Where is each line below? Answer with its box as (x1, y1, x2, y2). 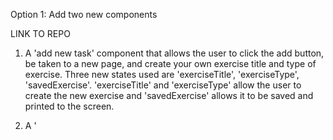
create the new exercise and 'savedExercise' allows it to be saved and (24, 90, 314, 101)
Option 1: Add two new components (10, 9, 158, 20)
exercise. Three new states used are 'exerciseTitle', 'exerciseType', (24, 69, 300, 80)
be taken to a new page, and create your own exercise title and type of (24, 58, 317, 69)
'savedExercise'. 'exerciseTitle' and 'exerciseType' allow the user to (24, 79, 302, 91)
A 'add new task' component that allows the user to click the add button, (24, 47, 325, 59)
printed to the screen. (24, 100, 115, 112)
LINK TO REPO (10, 28, 71, 39)
